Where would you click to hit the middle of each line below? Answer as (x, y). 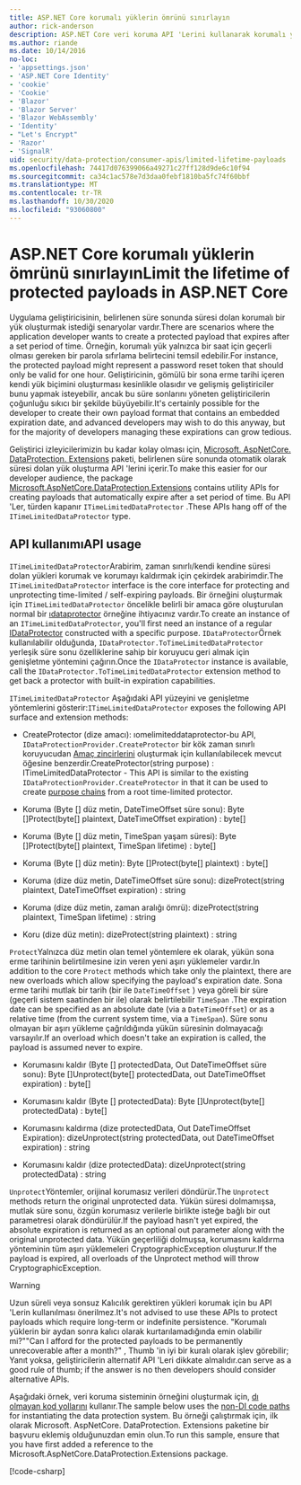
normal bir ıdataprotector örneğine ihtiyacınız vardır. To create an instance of (150, 614)
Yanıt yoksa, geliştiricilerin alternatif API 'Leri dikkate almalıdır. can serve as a (150, 1360)
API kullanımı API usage (75, 544)
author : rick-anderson (52, 26)
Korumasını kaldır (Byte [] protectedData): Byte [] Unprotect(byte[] (143, 1100)
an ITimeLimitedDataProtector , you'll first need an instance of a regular (141, 623)
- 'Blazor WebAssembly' (54, 118)
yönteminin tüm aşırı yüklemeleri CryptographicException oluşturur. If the (143, 1249)
